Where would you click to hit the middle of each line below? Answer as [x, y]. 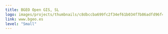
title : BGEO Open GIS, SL [32, 10]
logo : [11, 14]
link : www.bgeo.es [24, 19]
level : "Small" [21, 24]
